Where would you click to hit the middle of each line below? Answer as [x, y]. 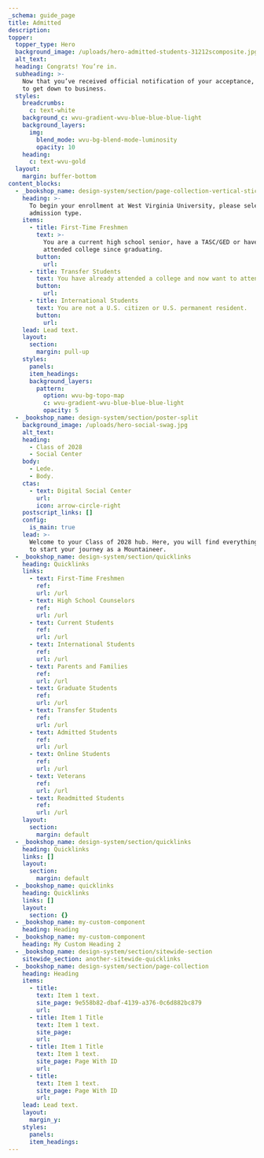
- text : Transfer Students [73, 710]
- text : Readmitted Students [77, 798]
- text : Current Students [71, 622]
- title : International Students [84, 301]
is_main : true [52, 528]
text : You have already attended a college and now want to [137, 279]
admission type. [55, 213]
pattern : [51, 389]
